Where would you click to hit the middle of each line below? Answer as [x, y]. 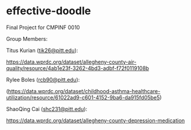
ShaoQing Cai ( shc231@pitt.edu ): [47, 109]
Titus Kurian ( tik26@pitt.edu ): [42, 50]
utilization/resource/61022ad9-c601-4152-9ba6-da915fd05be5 [83, 97]
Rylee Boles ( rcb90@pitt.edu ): [43, 80]
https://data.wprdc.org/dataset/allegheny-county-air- [71, 62]
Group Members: [27, 39]
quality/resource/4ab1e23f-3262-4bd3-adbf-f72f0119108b [78, 68]
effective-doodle [49, 11]
